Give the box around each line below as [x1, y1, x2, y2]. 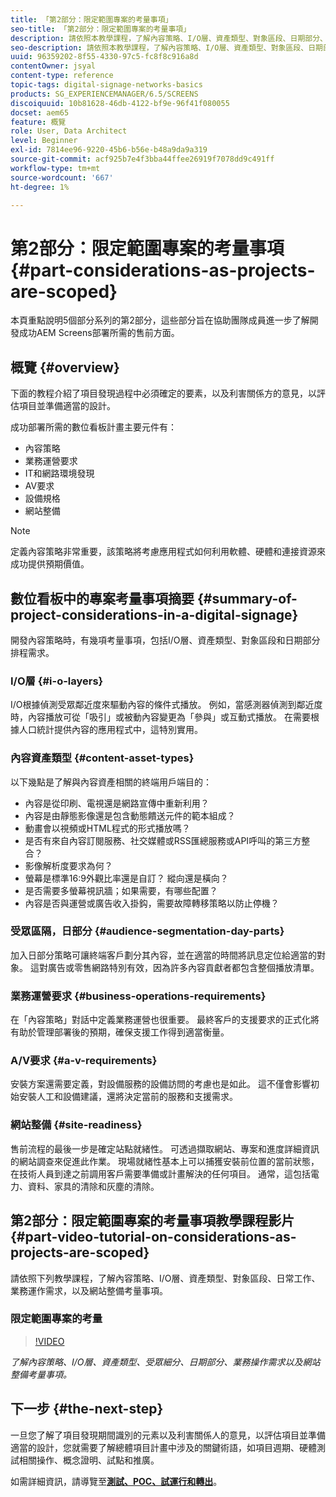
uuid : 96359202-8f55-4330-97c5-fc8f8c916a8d [10, 52, 199, 62]
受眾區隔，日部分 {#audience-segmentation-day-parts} [10, 924, 285, 938]
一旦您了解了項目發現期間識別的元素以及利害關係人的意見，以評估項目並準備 [10, 1429, 326, 1441]
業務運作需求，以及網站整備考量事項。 [10, 1284, 168, 1296]
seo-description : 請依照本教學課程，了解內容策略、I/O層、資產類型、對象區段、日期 [10, 42, 323, 53]
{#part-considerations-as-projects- [10, 259, 316, 281]
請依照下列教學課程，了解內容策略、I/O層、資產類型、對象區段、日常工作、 [10, 1272, 321, 1284]
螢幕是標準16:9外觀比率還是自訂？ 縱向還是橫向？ [24, 872, 229, 884]
